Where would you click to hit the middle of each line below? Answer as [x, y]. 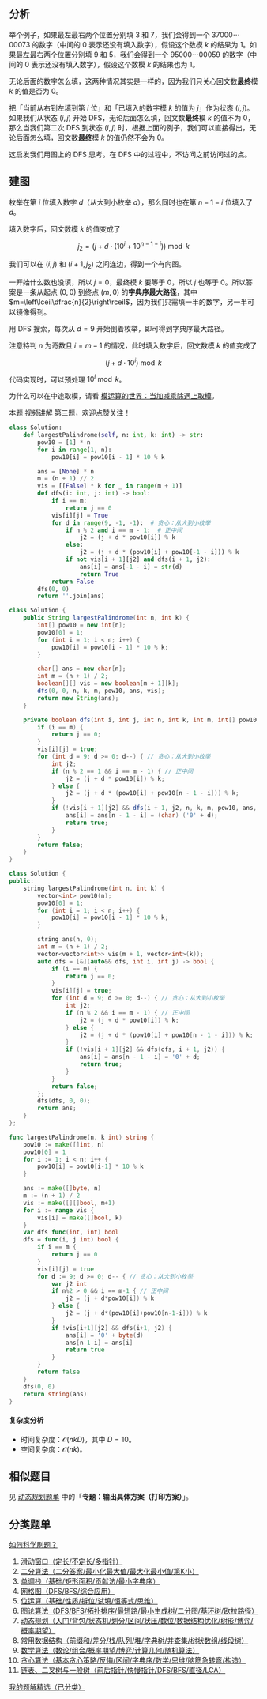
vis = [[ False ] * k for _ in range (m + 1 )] [110, 486]
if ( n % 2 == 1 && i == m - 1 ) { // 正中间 [122, 771]
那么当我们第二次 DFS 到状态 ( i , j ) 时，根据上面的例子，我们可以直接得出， [129, 127]
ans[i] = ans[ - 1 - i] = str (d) [131, 567]
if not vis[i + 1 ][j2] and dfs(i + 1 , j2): [138, 559]
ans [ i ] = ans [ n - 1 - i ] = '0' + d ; [140, 1057]
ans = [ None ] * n [66, 471]
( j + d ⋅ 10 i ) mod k [133, 362]
